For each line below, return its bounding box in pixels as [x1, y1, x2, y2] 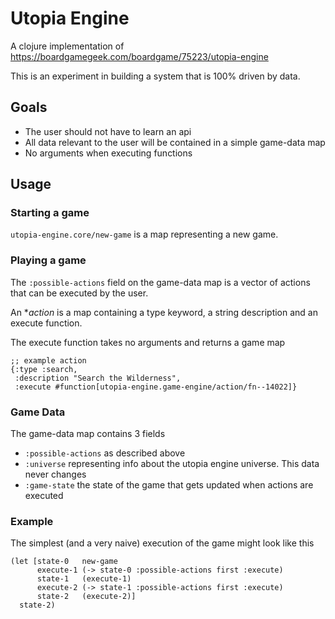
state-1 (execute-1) [36, 574, 132, 584]
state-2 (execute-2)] [36, 592, 137, 602]
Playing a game [10, 253, 87, 267]
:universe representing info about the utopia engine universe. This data [24, 458, 320, 470]
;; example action [10, 355, 87, 366]
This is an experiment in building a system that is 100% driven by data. [10, 70, 301, 82]
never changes [24, 468, 87, 481]
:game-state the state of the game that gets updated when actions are [24, 479, 314, 491]
